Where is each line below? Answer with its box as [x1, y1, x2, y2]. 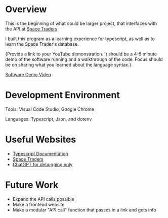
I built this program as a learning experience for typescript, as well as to [5, 36, 155, 42]
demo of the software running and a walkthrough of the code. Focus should [5, 56, 163, 62]
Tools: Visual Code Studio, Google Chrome [5, 106, 95, 112]
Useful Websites [5, 134, 76, 145]
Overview [5, 4, 47, 15]
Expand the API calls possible [12, 196, 74, 202]
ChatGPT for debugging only [12, 161, 73, 167]
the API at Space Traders [5, 25, 58, 32]
